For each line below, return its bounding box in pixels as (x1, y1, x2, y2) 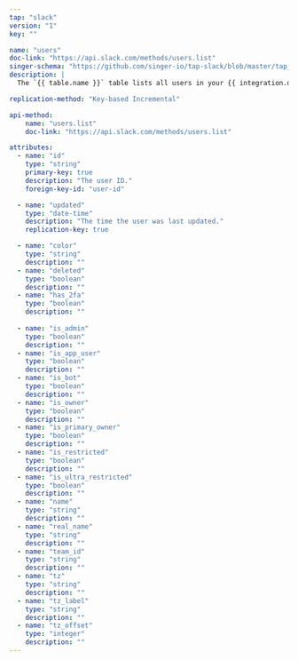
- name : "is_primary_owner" (17, 423, 122, 432)
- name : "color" (17, 242, 77, 250)
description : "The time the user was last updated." (25, 217, 224, 227)
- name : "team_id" (17, 547, 86, 556)
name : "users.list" (25, 119, 98, 128)
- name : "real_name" (17, 521, 93, 531)
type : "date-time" (25, 209, 93, 218)
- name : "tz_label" (17, 596, 90, 605)
